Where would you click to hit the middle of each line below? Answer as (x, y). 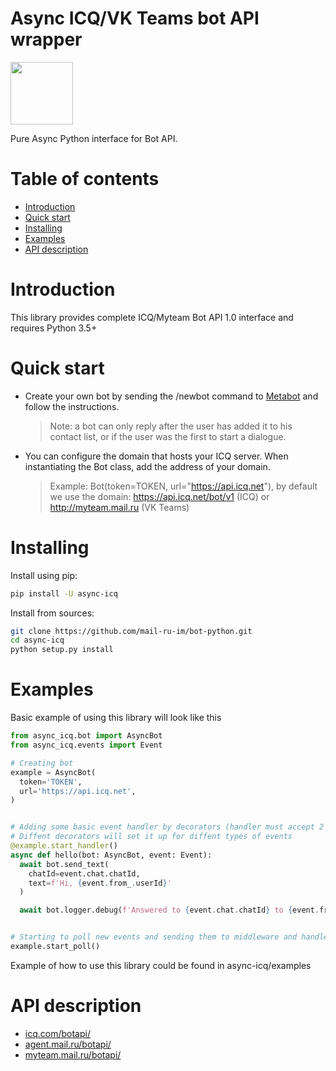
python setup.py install (62, 650)
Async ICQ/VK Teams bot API (135, 18)
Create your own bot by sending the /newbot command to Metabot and (171, 396)
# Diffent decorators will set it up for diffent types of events (151, 837)
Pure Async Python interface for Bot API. (94, 138)
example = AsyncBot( (53, 772)
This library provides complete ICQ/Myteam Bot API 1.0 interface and (152, 317)
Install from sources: (52, 613)
